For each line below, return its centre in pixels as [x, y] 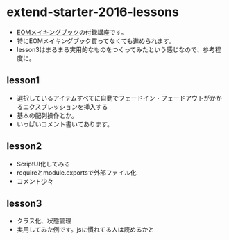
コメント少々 [35, 181]
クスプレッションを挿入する [68, 106]
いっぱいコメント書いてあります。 [65, 124]
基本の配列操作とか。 [47, 115]
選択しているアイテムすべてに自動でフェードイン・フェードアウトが [113, 98]
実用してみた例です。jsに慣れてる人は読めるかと [85, 230]
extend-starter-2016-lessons [93, 12]
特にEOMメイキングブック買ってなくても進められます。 [95, 41]
